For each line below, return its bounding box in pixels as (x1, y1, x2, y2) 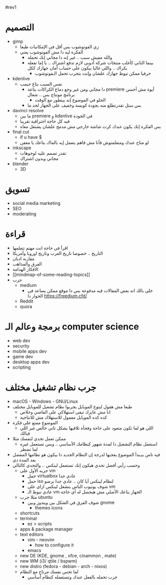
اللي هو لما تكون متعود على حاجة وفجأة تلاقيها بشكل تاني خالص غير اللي (19, 425, 153, 431)
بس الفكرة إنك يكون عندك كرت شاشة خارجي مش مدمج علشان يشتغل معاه (19, 123, 161, 129)
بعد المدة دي (12, 457, 36, 463)
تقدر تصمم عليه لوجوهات (19, 150, 66, 156)
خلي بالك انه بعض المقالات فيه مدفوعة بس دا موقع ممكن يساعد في (27, 287, 153, 294)
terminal (19, 515, 37, 521)
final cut (12, 129, 29, 135)
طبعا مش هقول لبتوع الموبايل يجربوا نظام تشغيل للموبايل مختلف (12, 403, 132, 410)
